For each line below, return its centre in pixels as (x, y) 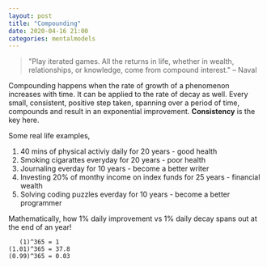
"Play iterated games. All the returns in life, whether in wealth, (131, 61)
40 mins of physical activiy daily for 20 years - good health (119, 151)
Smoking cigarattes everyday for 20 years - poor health (113, 160)
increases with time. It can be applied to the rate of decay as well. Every (128, 95)
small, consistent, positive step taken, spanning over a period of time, (124, 103)
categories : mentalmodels (52, 38)
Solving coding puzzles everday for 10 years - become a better (125, 194)
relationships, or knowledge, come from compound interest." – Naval (142, 70)
